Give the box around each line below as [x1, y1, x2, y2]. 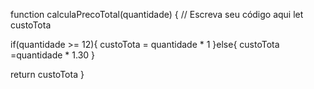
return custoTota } [10, 69, 85, 80]
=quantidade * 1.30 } [10, 49, 96, 61]
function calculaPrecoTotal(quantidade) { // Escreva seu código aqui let [10, 9, 304, 20]
